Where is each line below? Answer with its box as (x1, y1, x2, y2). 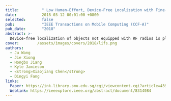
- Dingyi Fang (10, 74, 40, 79)
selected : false (5, 17, 53, 22)
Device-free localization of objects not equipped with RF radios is (10, 36, 160, 41)
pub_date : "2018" (5, 27, 56, 32)
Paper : (10, 83, 24, 88)
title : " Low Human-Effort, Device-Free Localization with (5, 7, 154, 13)
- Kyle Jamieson (10, 64, 44, 69)
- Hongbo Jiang (10, 60, 42, 65)
